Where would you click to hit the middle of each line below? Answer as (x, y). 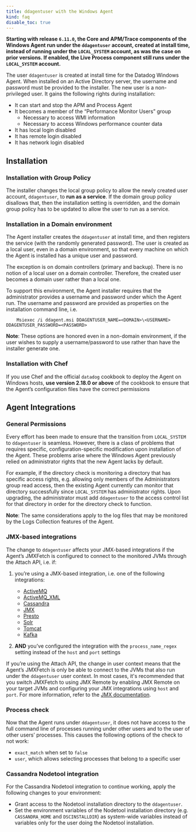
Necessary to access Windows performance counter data (92, 124)
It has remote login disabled (48, 136)
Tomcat (32, 628)
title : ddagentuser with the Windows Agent (60, 11)
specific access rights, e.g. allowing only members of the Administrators (93, 479)
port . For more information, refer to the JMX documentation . (79, 694)
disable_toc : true (28, 22)
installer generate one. (33, 348)
